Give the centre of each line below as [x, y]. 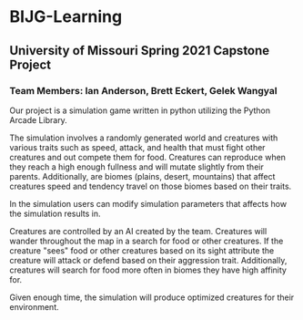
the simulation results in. [56, 213]
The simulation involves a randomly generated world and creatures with [144, 138]
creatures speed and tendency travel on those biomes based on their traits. [151, 186]
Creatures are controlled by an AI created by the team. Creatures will [138, 231]
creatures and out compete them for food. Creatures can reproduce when [148, 157]
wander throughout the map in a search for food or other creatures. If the [146, 241]
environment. [34, 306]
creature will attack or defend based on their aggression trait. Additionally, [148, 260]
